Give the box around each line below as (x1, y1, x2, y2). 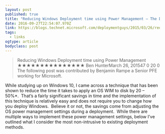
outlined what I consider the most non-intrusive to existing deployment (5, 119, 148, 125)
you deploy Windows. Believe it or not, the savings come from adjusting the (5, 103, 159, 109)
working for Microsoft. (17, 73, 62, 79)
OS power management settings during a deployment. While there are (5, 108, 148, 114)
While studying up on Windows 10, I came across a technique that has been (5, 82, 158, 88)
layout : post (5, 7, 32, 12)
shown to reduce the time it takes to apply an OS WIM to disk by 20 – (5, 87, 145, 93)
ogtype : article (5, 39, 38, 44)
